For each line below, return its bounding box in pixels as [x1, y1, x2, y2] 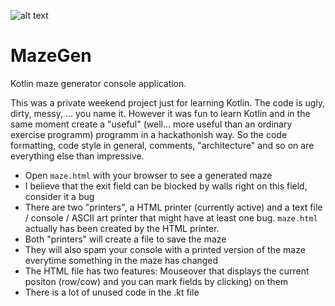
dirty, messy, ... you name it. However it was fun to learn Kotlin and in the [10, 107, 311, 119]
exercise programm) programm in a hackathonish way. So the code [10, 128, 288, 140]
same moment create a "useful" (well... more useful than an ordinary [10, 118, 293, 130]
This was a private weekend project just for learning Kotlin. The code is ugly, [10, 96, 326, 109]
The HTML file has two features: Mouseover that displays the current [24, 265, 310, 277]
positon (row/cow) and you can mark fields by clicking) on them [24, 275, 289, 287]
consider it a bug [24, 190, 95, 202]
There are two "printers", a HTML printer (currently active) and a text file [24, 201, 323, 213]
